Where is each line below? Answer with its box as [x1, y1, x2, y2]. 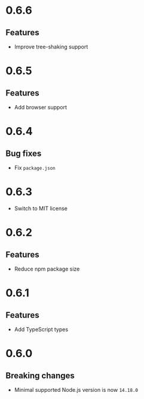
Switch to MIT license [14, 204, 68, 212]
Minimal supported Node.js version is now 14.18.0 [14, 386, 139, 393]
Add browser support [14, 104, 67, 111]
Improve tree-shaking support [14, 43, 88, 50]
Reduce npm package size [14, 265, 80, 272]
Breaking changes [5, 370, 75, 380]
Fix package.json [14, 164, 56, 171]
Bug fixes [5, 148, 42, 158]
